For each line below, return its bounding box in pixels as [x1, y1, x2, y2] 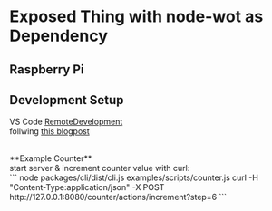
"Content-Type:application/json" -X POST [9, 182, 165, 193]
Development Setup [9, 92, 124, 108]
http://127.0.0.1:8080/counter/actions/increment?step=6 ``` [9, 192, 228, 203]
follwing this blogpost [9, 126, 91, 137]
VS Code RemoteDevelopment [9, 116, 123, 128]
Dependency [9, 25, 109, 46]
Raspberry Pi [9, 62, 84, 77]
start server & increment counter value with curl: [9, 163, 190, 174]
